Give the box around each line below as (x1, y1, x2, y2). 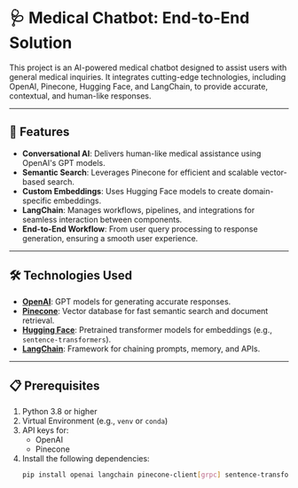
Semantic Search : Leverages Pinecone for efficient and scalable (21, 167, 259, 177)
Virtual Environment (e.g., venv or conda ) (21, 415, 169, 427)
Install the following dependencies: (21, 453, 150, 464)
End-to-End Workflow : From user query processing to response (21, 224, 259, 234)
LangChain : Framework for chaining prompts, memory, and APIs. (21, 343, 261, 354)
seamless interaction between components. (21, 214, 183, 224)
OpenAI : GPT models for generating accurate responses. (21, 295, 231, 307)
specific (21, 195, 51, 206)
